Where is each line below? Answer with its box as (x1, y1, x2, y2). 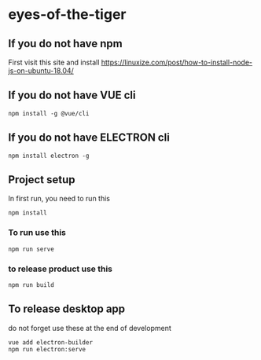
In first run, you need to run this (8, 194, 110, 204)
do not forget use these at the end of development (8, 323, 171, 332)
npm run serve (8, 245, 55, 253)
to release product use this (8, 263, 112, 274)
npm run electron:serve (8, 345, 86, 353)
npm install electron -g (8, 152, 90, 160)
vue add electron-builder (8, 338, 93, 347)
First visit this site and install (8, 57, 100, 67)
